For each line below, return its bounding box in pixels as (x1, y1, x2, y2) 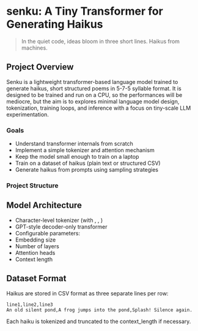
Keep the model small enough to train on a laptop (15, 153, 139, 161)
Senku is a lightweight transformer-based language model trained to (6, 78, 178, 85)
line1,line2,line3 (6, 302, 53, 308)
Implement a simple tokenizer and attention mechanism (15, 146, 155, 154)
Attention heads (15, 249, 56, 256)
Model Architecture (6, 200, 82, 211)
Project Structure (6, 181, 59, 189)
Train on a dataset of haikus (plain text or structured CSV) (15, 159, 161, 167)
